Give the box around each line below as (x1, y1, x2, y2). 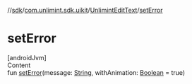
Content (7, 61, 31, 69)
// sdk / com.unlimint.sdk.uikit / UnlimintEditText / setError (7, 6, 163, 14)
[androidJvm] (7, 53, 47, 62)
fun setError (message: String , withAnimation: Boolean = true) (7, 68, 186, 76)
